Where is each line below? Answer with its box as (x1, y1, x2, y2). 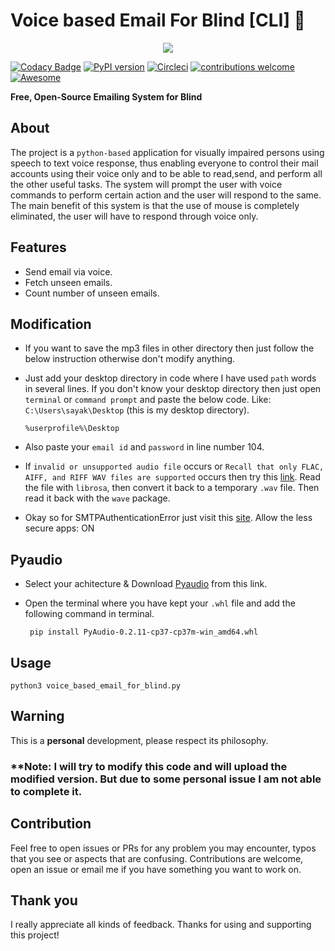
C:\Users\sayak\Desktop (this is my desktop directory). (24, 404, 250, 416)
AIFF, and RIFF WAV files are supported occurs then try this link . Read (24, 471, 321, 483)
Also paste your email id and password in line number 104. (24, 441, 265, 453)
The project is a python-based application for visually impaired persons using (10, 146, 325, 158)
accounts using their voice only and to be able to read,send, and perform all (10, 167, 323, 179)
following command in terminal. (24, 608, 155, 620)
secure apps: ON (24, 522, 95, 534)
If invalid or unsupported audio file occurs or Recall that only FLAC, (24, 460, 325, 473)
